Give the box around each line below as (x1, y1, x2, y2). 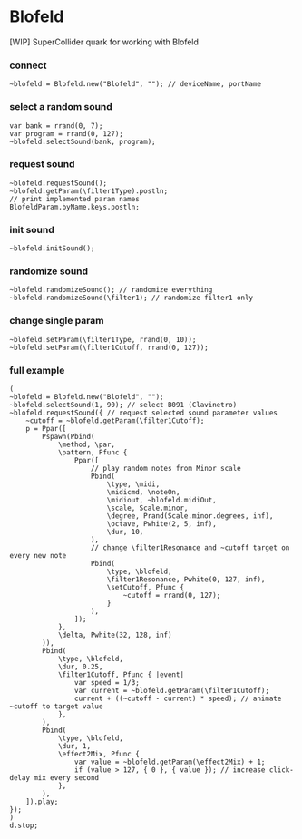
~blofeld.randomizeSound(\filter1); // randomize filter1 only (9, 293, 254, 303)
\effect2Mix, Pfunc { (57, 750, 141, 759)
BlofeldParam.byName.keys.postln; (9, 202, 141, 211)
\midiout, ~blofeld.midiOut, (106, 496, 218, 505)
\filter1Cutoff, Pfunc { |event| (57, 670, 184, 679)
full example (9, 364, 65, 376)
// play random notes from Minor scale (90, 464, 242, 473)
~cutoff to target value (9, 702, 103, 711)
